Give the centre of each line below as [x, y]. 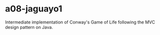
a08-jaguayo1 [34, 9]
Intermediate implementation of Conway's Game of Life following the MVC [80, 22]
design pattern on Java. [29, 27]
